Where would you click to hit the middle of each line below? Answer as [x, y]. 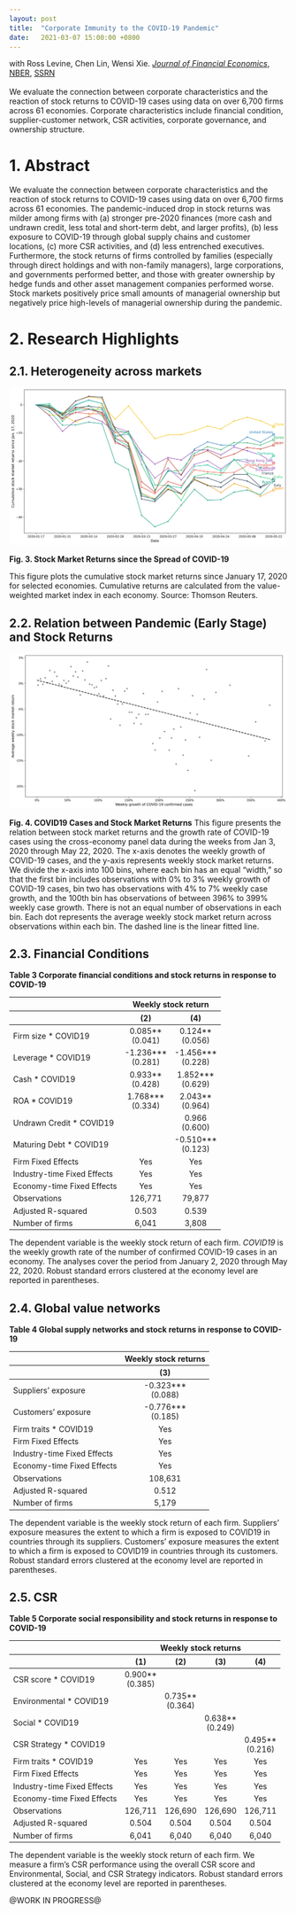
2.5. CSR [34, 1597]
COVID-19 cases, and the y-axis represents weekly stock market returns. [142, 860]
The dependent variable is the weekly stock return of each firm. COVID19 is [147, 1243]
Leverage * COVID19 [52, 1057]
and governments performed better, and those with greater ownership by [142, 275]
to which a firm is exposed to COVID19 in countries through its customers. [144, 1551]
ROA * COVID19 [43, 1101]
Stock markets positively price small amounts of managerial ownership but [145, 293]
